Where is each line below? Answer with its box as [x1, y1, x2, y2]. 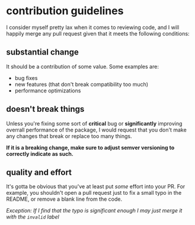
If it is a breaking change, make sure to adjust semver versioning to [6, 144, 175, 151]
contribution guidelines [6, 4, 124, 18]
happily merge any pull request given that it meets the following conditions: [6, 30, 190, 37]
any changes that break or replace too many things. [6, 132, 132, 140]
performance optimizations [14, 87, 81, 94]
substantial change [6, 47, 79, 57]
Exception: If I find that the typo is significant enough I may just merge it [6, 207, 183, 214]
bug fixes [14, 74, 38, 81]
